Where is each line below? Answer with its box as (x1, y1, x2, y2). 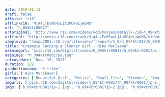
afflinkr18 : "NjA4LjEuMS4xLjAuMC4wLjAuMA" (5, 21, 93, 26)
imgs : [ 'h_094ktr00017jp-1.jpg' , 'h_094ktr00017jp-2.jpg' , (5, 84, 129, 90)
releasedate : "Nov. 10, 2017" (5, 57, 67, 62)
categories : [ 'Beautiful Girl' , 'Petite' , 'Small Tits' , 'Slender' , (5, 75, 148, 80)
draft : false (5, 12, 32, 17)
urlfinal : (5, 35, 26, 40)
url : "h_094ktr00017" (5, 25, 50, 30)
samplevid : (5, 39, 27, 44)
